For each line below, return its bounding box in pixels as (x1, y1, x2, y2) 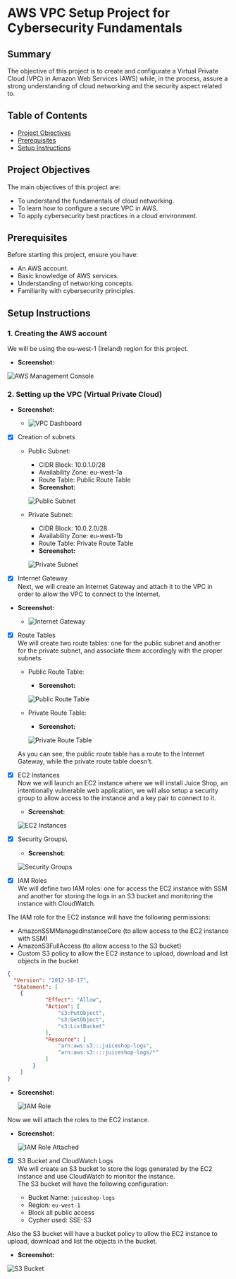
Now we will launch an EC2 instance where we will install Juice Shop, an (17, 778, 228, 787)
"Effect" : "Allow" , (44, 997, 102, 1004)
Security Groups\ (17, 835, 68, 843)
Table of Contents (7, 109, 88, 121)
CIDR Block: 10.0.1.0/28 (38, 460, 106, 469)
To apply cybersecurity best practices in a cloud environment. (17, 211, 198, 220)
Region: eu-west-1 (27, 1201, 81, 1209)
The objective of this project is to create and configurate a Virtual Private (7, 67, 218, 75)
